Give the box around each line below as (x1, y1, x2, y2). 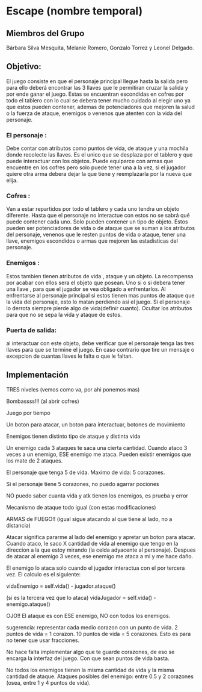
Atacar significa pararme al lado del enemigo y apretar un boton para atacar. (6, 533, 195, 540)
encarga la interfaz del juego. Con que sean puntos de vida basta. (6, 655, 170, 662)
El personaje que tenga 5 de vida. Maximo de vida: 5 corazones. (6, 469, 165, 476)
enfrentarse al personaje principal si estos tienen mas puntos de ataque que (6, 291, 195, 299)
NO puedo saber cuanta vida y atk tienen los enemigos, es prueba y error (6, 492, 188, 499)
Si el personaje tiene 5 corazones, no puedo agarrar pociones (6, 480, 159, 487)
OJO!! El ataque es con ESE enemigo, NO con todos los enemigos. (6, 612, 171, 619)
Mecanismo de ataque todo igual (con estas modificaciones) (6, 503, 156, 511)
